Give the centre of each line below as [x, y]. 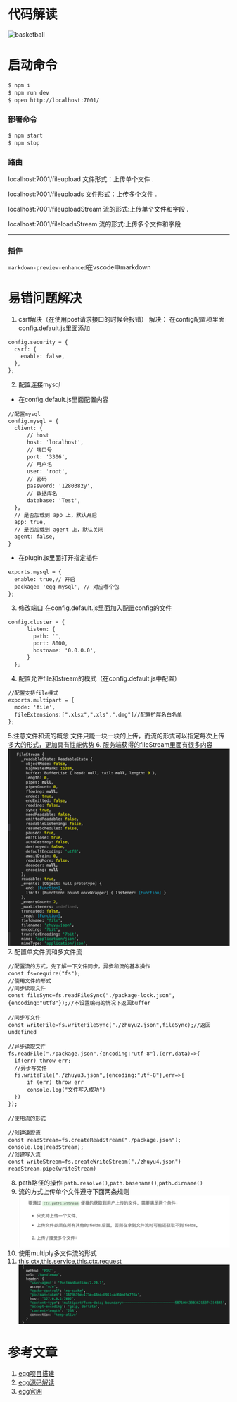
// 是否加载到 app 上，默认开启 [56, 516]
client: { [28, 428]
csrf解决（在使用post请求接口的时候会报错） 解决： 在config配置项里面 [121, 319]
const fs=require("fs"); [44, 973]
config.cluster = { [37, 622]
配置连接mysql [39, 384]
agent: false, [35, 537]
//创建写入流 [24, 1154]
